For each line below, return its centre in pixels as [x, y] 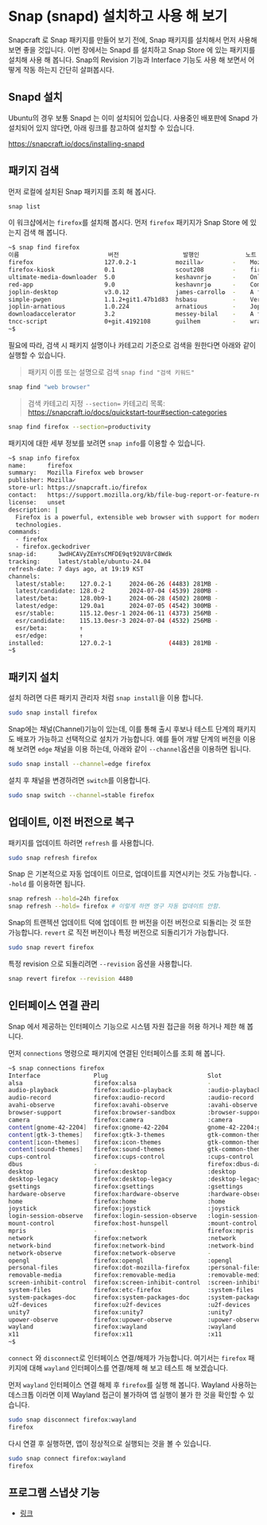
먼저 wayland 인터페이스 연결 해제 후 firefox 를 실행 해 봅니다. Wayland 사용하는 [133, 1385]
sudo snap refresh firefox [53, 858]
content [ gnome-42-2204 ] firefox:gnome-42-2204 [89, 1127]
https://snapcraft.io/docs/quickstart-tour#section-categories [127, 412]
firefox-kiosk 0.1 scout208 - [122, 270]
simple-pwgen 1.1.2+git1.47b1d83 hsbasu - [122, 299]
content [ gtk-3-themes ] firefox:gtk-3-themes [87, 1134]
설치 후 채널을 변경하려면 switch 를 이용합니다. [79, 780]
